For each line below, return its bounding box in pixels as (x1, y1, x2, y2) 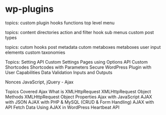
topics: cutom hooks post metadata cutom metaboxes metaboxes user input (5, 44, 161, 50)
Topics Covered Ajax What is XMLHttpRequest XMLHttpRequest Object (5, 88, 152, 94)
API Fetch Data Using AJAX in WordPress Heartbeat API (5, 104, 120, 110)
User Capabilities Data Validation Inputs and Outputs (5, 69, 113, 75)
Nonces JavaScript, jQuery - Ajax (5, 79, 74, 85)
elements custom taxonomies (5, 49, 66, 55)
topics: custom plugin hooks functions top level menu (5, 20, 115, 26)
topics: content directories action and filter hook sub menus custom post (5, 29, 154, 35)
